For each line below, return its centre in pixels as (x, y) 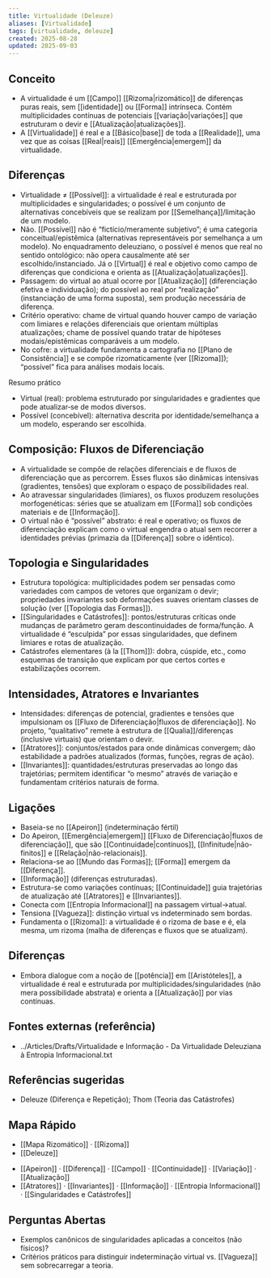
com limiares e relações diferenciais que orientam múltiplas (119, 324)
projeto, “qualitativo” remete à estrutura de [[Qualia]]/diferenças (127, 731)
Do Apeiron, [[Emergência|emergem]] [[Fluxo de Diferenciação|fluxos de (141, 836)
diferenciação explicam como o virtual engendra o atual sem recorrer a (138, 529)
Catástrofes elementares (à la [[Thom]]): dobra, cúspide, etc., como (133, 652)
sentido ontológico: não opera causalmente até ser (105, 255)
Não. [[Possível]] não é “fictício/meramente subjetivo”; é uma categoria (139, 229)
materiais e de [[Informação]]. (70, 512)
